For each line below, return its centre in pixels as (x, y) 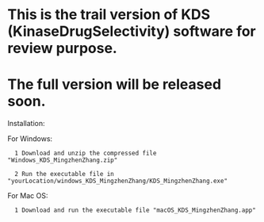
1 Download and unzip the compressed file (86, 153)
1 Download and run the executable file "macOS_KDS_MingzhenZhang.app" (136, 211)
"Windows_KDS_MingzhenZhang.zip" (63, 160)
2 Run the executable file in (64, 174)
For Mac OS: (28, 196)
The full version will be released (115, 84)
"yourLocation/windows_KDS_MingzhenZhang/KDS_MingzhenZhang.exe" (117, 181)
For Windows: (30, 139)
